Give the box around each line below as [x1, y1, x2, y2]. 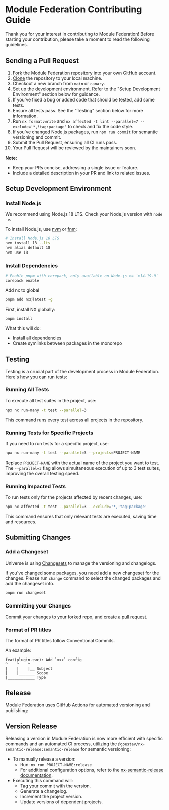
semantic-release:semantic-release [5, 747, 80, 752]
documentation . [20, 772, 53, 778]
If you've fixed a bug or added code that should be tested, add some [12, 96, 155, 103]
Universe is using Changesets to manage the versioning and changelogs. [5, 560, 157, 566]
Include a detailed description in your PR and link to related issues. [12, 170, 151, 176]
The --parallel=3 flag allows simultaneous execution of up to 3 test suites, [5, 465, 161, 471]
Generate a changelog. [20, 788, 68, 794]
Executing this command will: [12, 777, 73, 783]
